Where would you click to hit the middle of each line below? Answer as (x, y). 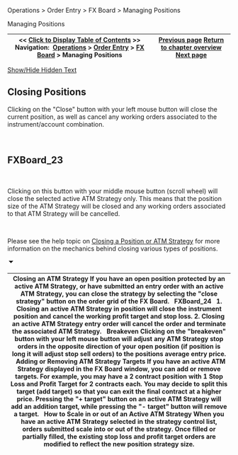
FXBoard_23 (35, 160)
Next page (192, 54)
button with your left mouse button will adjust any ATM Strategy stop (119, 339)
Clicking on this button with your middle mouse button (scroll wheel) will (113, 191)
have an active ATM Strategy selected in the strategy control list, (119, 422)
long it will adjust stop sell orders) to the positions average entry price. (119, 354)
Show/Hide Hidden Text (42, 70)
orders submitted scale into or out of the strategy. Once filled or (119, 429)
